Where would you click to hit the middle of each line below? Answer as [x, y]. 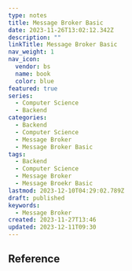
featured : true [33, 88]
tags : [17, 154]
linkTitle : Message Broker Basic [63, 45]
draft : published [37, 198]
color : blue [35, 81]
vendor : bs [33, 67]
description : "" [35, 37]
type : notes [27, 15]
